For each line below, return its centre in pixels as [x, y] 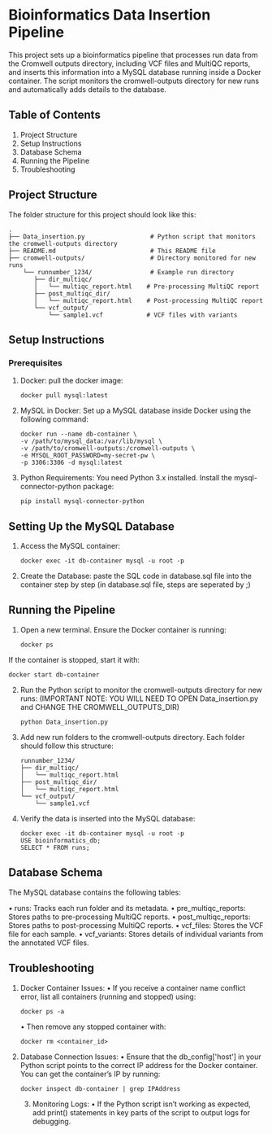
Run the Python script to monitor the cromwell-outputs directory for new [141, 690]
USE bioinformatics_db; [60, 840]
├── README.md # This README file [112, 251]
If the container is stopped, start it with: [74, 659]
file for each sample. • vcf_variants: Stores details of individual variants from [136, 934]
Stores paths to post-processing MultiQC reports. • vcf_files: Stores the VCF [136, 925]
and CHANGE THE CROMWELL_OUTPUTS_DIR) [100, 707]
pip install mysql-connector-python [82, 501]
